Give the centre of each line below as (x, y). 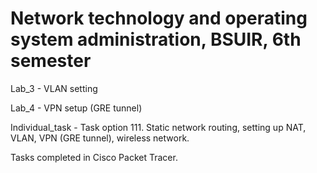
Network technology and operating (159, 18)
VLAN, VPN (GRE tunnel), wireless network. (100, 138)
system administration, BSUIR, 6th (156, 39)
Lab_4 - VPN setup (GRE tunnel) (76, 108)
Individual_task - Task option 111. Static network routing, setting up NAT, (158, 127)
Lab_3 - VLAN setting (54, 88)
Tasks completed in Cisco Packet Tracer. (94, 157)
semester (51, 61)
